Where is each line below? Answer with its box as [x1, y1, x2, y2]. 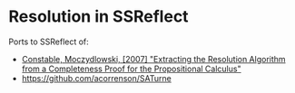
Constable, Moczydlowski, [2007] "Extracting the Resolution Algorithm [21, 53, 287, 64]
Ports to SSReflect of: [8, 36, 90, 47]
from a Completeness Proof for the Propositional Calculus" [21, 63, 241, 74]
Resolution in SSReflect [8, 6, 189, 27]
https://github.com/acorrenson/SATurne [21, 72, 172, 83]
